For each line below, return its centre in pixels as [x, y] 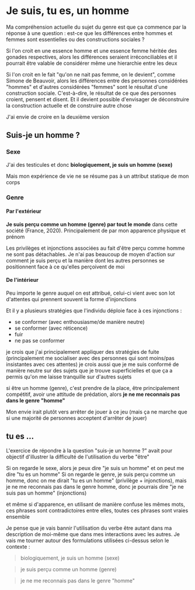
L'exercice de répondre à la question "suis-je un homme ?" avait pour [89, 450]
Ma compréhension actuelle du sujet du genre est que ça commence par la [96, 27]
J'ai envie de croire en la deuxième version [58, 117]
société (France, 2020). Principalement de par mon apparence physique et [96, 230]
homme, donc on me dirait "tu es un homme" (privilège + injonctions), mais [96, 480]
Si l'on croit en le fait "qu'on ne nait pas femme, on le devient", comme [91, 74]
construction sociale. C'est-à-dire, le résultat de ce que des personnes [91, 93]
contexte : [18, 546]
